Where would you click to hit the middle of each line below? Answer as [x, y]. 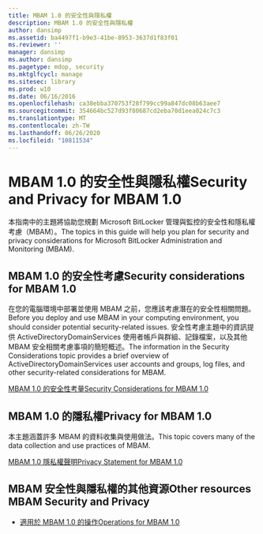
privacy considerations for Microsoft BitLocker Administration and [115, 241]
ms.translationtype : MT [47, 118]
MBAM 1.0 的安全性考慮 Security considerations [127, 276]
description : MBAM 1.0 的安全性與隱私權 [71, 23]
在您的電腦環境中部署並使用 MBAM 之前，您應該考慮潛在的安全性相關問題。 [131, 309]
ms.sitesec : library [42, 81]
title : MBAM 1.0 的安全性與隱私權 [60, 15]
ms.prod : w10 [30, 89]
